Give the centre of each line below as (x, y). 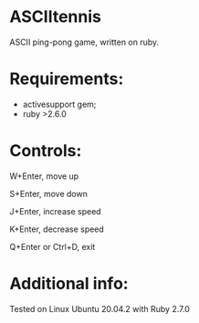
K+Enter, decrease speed (57, 229)
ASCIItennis (56, 17)
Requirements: (67, 79)
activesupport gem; (59, 104)
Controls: (46, 151)
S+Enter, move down (49, 193)
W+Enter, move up (44, 176)
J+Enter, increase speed (56, 211)
